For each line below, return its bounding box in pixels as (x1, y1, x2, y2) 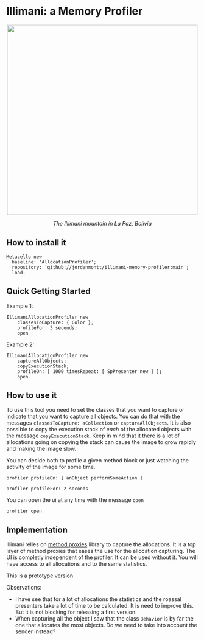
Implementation (6, 524, 68, 535)
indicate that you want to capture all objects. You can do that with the (6, 412, 181, 420)
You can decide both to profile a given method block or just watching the (6, 457, 189, 464)
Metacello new (6, 254, 43, 260)
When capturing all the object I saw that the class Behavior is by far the (15, 615, 194, 622)
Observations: (6, 584, 42, 591)
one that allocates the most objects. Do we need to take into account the (15, 622, 197, 629)
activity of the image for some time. (6, 464, 96, 471)
